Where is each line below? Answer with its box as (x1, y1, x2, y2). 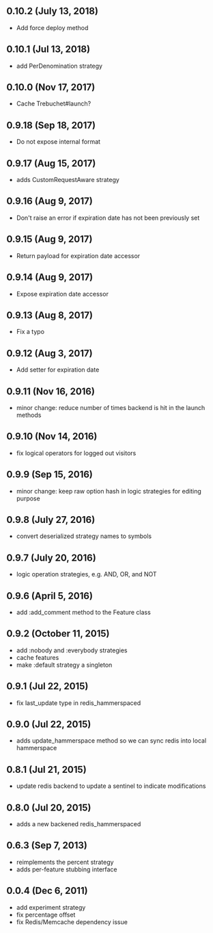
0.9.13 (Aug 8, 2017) (6, 309, 94, 321)
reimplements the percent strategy (16, 858, 114, 866)
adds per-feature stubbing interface (16, 865, 117, 873)
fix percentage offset (16, 910, 76, 919)
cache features (16, 653, 59, 661)
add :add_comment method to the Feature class (16, 609, 151, 616)
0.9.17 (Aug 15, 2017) (6, 157, 96, 169)
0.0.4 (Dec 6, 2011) (6, 885, 88, 897)
